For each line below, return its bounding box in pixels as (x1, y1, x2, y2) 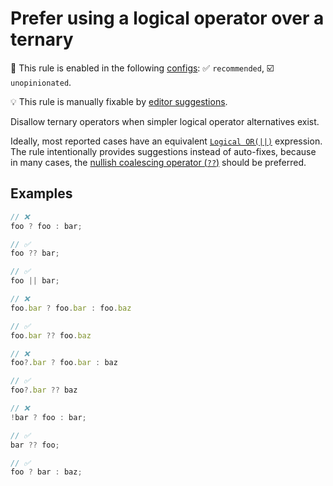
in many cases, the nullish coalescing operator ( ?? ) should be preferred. (10, 156, 307, 168)
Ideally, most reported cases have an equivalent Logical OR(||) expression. (10, 135, 323, 147)
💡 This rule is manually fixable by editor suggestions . (10, 95, 228, 107)
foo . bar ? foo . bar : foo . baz (10, 303, 132, 313)
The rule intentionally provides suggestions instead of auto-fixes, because (10, 145, 317, 157)
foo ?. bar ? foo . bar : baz (10, 358, 118, 368)
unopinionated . (10, 76, 72, 88)
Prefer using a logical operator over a (10, 7, 325, 30)
